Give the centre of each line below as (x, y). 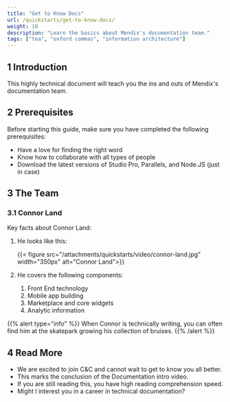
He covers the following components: (70, 275)
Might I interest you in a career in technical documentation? (101, 391)
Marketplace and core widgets (70, 303)
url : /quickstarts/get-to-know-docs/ (61, 20)
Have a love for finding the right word (70, 149)
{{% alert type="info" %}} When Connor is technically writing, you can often (115, 324)
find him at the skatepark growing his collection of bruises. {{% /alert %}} (111, 331)
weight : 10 (23, 26)
